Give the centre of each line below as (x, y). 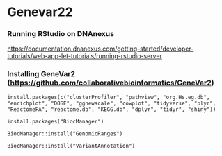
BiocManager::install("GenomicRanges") (65, 133)
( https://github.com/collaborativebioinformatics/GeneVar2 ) (111, 83)
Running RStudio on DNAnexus (61, 34)
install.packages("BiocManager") (56, 121)
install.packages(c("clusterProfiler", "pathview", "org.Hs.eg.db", (109, 97)
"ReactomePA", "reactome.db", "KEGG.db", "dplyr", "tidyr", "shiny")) (112, 109)
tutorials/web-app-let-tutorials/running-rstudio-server (85, 56)
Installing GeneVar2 (41, 74)
